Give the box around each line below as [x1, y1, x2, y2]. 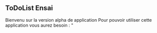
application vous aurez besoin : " [5, 22, 74, 28]
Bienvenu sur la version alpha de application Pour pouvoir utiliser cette [5, 17, 152, 23]
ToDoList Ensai [5, 4, 53, 12]
